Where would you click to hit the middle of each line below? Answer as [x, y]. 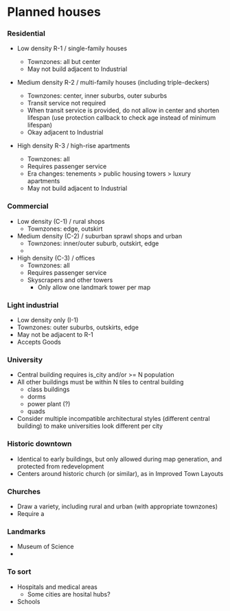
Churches [24, 491]
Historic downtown [39, 444]
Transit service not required [67, 103]
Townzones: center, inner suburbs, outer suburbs [97, 96]
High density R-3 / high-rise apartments [73, 146]
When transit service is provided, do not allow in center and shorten [123, 110]
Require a [31, 513]
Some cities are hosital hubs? [69, 594]
